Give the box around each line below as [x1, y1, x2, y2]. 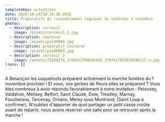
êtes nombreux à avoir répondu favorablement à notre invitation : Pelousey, [5, 86, 158, 92]
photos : [5, 21, 21, 26]
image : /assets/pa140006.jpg [14, 39, 74, 44]
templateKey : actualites [5, 7, 56, 12]
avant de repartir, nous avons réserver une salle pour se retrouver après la [5, 107, 156, 113]
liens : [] [5, 62, 26, 67]
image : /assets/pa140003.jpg [14, 48, 74, 53]
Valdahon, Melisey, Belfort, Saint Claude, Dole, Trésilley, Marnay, [5, 91, 136, 97]
